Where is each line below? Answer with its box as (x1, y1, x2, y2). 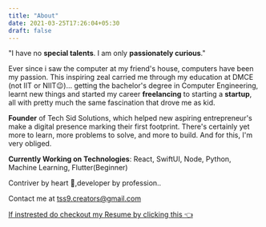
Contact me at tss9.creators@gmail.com (8, 193, 142, 204)
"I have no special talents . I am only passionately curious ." (8, 49, 206, 58)
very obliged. (8, 139, 52, 149)
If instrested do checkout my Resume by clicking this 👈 (8, 209, 194, 220)
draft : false (8, 26, 52, 34)
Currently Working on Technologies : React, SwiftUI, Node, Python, (8, 154, 232, 164)
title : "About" (8, 11, 59, 20)
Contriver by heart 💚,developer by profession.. (8, 178, 162, 188)
